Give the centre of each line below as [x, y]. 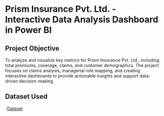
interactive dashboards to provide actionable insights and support [72, 76]
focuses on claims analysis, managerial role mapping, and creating [73, 71]
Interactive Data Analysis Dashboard [82, 19]
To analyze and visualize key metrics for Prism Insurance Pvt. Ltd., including [82, 60]
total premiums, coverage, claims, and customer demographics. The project [82, 65]
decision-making [36, 81]
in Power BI [28, 30]
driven [12, 81]
